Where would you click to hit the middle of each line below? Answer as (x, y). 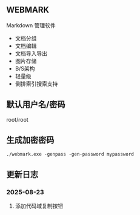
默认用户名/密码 (36, 104)
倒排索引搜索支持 (36, 84)
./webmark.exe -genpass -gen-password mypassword (70, 154)
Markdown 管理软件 (31, 25)
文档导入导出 (31, 53)
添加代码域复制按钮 (39, 206)
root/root (17, 119)
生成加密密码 (30, 140)
